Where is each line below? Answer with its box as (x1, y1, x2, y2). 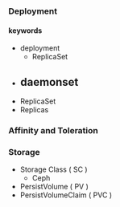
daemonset (19, 75, 79, 89)
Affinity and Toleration (8, 124, 98, 136)
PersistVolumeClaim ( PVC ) (19, 190, 113, 200)
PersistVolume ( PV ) (19, 182, 89, 192)
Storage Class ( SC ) (19, 164, 88, 174)
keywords (8, 26, 43, 35)
